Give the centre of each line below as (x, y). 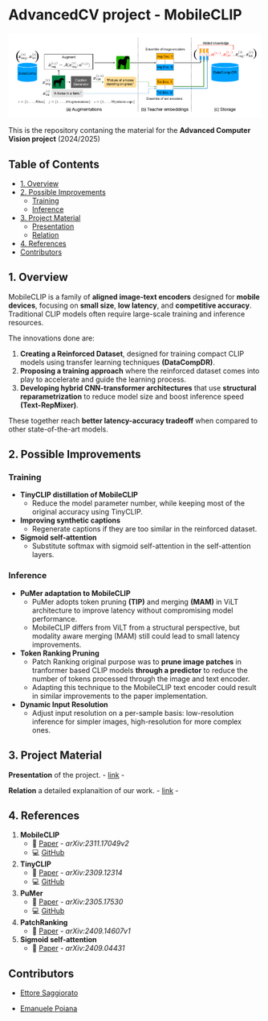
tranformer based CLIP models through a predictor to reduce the (140, 670)
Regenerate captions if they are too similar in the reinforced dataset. (144, 529)
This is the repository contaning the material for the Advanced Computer (130, 130)
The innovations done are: (51, 338)
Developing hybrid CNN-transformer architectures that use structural (138, 387)
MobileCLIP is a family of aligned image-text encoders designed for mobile (134, 296)
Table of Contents (54, 164)
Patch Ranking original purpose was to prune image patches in (137, 661)
